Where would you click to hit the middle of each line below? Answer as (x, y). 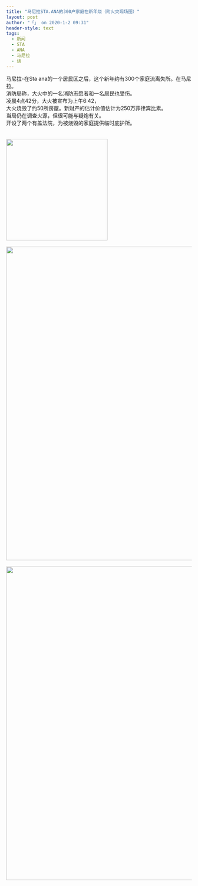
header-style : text (30, 28)
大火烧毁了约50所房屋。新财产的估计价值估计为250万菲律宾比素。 (86, 108)
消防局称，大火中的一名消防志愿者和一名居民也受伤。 (71, 93)
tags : (13, 34)
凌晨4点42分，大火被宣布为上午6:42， (53, 100)
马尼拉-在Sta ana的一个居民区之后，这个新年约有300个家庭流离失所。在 (94, 79)
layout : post (22, 17)
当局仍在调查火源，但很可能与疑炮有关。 (55, 115)
